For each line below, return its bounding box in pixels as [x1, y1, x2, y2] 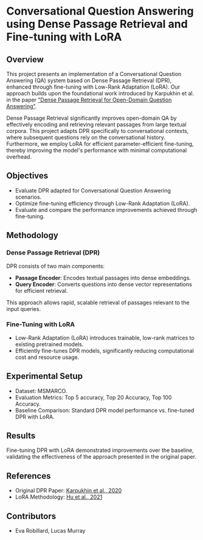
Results [6, 431, 36, 441]
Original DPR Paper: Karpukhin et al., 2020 [15, 487, 122, 494]
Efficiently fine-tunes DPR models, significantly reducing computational [15, 347, 194, 354]
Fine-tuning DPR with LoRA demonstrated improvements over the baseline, [6, 446, 194, 454]
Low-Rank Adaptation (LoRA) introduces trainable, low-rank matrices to [15, 334, 194, 341]
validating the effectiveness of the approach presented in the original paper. [6, 453, 196, 460]
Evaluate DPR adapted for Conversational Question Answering [15, 186, 171, 194]
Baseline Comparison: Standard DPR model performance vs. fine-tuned [15, 406, 194, 414]
